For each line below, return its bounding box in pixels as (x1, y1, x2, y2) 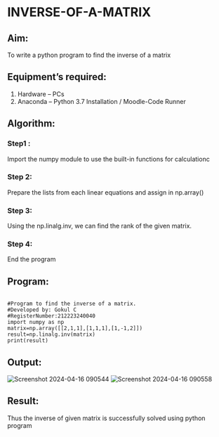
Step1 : (7, 138, 31, 148)
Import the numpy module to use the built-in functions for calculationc (7, 155, 211, 163)
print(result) (7, 337, 49, 344)
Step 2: (7, 172, 33, 182)
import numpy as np (7, 319, 65, 326)
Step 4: (7, 240, 33, 249)
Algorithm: (7, 117, 55, 130)
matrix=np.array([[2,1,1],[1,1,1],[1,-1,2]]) (7, 325, 142, 332)
